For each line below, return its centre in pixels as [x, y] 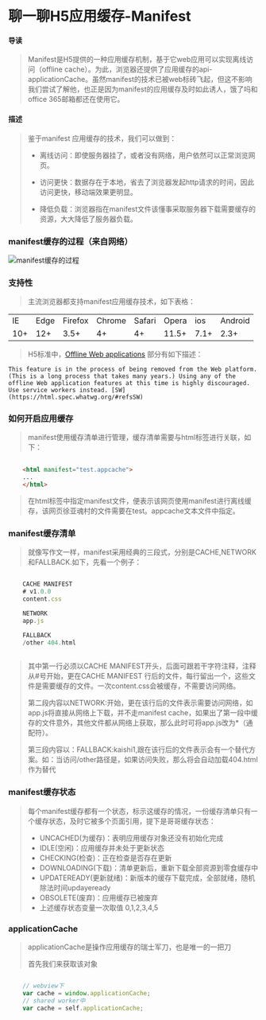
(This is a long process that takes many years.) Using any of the [122, 376]
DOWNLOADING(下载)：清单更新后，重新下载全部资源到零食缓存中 [149, 867]
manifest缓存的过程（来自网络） [71, 241]
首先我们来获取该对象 [62, 964]
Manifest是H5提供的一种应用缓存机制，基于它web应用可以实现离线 [137, 60]
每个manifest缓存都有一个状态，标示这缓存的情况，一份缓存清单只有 [139, 811]
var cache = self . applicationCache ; [83, 1008]
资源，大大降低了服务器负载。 [88, 219]
